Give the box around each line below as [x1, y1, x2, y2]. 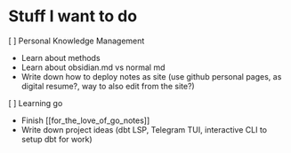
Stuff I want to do [8, 6, 138, 27]
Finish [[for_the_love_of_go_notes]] [20, 115, 150, 126]
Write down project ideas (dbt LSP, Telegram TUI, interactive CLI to [20, 124, 268, 134]
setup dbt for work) [20, 134, 93, 144]
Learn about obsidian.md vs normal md [20, 62, 166, 73]
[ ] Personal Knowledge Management [8, 35, 145, 46]
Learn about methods [20, 52, 101, 63]
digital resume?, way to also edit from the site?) [20, 80, 195, 91]
